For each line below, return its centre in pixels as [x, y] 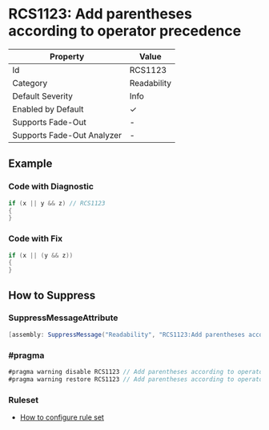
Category [30, 83]
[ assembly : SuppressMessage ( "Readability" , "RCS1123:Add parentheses [127, 335]
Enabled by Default [48, 109]
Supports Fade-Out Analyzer [67, 135]
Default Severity [43, 95]
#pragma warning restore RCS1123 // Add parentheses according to [121, 379]
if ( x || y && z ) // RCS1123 [57, 203]
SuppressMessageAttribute [63, 318]
